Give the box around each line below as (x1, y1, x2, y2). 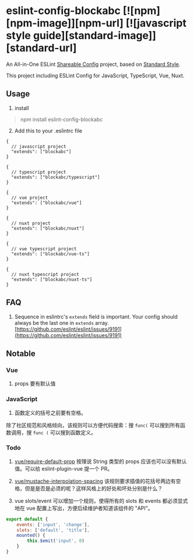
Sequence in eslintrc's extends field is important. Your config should (14, 313, 178, 320)
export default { (6, 516, 48, 522)
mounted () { (16, 533, 45, 538)
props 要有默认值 (14, 380, 56, 387)
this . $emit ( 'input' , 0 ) (27, 538, 84, 544)
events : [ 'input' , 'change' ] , (16, 521, 90, 527)
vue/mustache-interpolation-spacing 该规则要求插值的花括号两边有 (14, 478, 176, 485)
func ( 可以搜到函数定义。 (33, 428, 96, 436)
